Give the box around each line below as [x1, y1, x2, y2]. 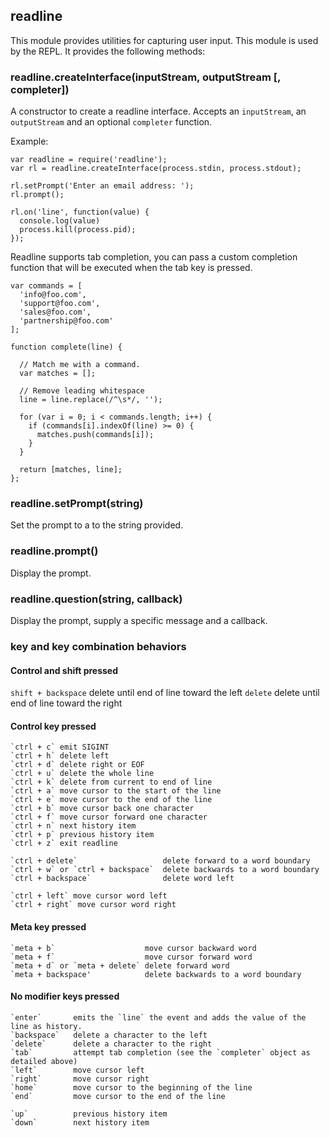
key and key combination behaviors [10, 639, 187, 653]
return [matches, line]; [19, 465, 123, 475]
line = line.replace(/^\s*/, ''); [19, 395, 163, 405]
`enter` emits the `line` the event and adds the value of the [10, 1012, 307, 1023]
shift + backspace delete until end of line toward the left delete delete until [10, 687, 320, 699]
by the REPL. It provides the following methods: [10, 45, 206, 57]
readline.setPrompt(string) [10, 497, 144, 511]
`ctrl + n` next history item [10, 821, 137, 831]
